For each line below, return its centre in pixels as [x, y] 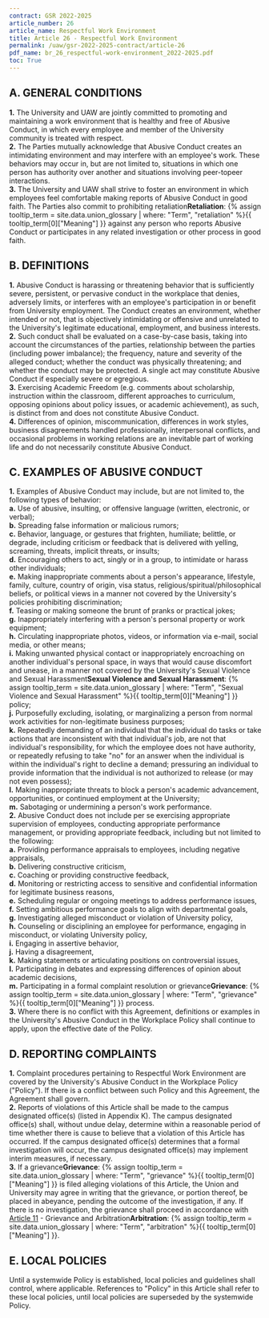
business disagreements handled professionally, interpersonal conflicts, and [135, 429]
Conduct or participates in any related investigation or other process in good [135, 232]
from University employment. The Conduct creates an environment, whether [135, 311]
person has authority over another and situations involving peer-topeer [126, 172]
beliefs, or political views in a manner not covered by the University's [123, 594]
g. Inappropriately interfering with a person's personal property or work [127, 620]
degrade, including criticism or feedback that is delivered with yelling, [124, 543]
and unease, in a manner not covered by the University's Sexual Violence [130, 670]
